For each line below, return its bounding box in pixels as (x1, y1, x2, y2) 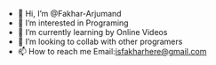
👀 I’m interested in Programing (17, 18, 129, 28)
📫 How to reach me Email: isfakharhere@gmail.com (17, 47, 207, 56)
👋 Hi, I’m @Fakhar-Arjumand (17, 9, 122, 18)
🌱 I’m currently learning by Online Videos (17, 27, 168, 37)
